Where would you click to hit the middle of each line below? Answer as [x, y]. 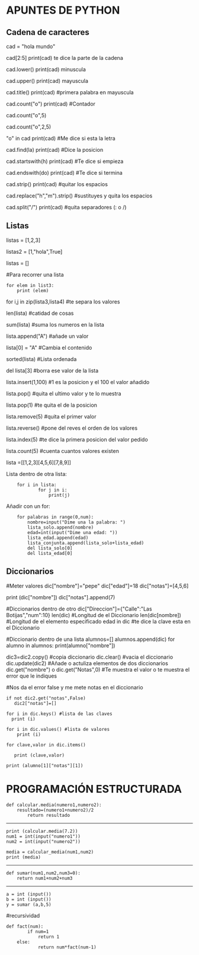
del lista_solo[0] [50, 548]
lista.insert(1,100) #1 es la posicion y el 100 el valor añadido [78, 382]
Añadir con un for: [28, 506]
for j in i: [52, 490]
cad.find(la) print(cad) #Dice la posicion [55, 150]
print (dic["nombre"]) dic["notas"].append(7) [61, 597]
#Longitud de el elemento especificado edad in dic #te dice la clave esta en [98, 621]
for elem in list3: [30, 285]
